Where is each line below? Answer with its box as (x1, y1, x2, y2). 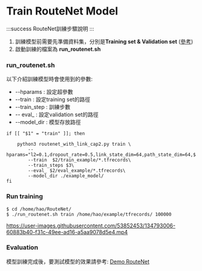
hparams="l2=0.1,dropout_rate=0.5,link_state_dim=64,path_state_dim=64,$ (6, 152, 197, 158)
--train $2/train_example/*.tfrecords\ (28, 157, 131, 163)
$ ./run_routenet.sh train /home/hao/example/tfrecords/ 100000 (6, 211, 172, 217)
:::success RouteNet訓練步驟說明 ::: (6, 25, 95, 32)
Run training (6, 192, 44, 201)
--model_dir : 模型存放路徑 (15, 119, 81, 126)
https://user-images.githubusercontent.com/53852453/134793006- (6, 222, 176, 229)
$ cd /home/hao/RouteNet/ (6, 206, 71, 212)
